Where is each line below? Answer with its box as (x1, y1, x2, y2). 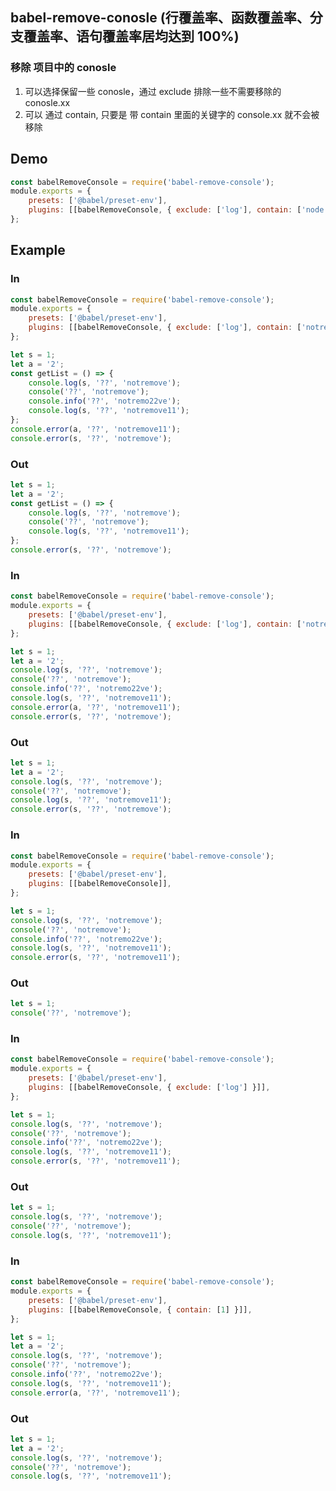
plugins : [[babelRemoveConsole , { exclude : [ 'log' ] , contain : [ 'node (28, 205, 325, 215)
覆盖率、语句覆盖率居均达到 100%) (23, 28, 240, 45)
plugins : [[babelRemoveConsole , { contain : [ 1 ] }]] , (28, 1304, 253, 1315)
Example (10, 242, 66, 259)
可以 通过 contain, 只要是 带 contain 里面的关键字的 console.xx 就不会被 (24, 108, 320, 120)
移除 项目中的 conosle (10, 61, 117, 75)
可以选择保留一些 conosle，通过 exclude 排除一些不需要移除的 (24, 85, 282, 97)
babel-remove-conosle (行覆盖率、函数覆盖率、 (10, 9, 310, 27)
